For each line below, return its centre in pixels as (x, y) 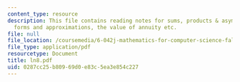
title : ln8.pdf (30, 61)
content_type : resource (43, 14)
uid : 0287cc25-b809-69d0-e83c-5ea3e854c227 (73, 67)
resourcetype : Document (43, 54)
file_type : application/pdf (49, 47)
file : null (24, 34)
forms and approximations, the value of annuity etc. (95, 27)
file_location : (30, 41)
